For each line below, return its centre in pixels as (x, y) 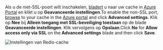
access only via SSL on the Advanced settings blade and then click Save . (81, 33)
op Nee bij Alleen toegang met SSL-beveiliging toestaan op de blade (76, 22)
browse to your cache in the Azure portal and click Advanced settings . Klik (81, 17)
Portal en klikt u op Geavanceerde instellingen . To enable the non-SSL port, (82, 12)
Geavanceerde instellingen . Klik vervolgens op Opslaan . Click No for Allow (81, 28)
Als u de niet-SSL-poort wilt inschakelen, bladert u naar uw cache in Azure (81, 7)
